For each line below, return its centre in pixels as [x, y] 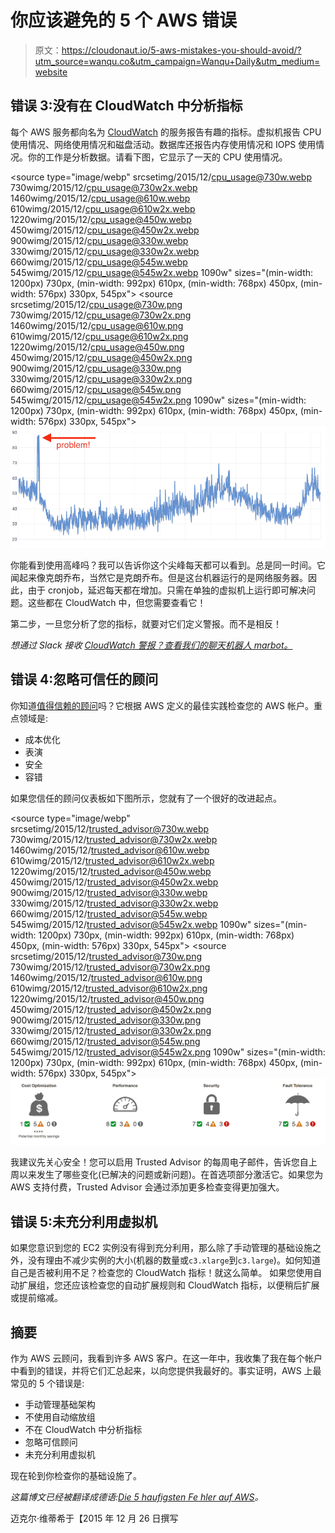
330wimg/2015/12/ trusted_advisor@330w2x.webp [114, 903]
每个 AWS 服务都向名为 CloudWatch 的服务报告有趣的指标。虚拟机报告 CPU [166, 132]
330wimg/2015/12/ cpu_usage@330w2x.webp [105, 251]
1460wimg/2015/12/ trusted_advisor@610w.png [106, 977]
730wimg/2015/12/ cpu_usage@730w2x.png [101, 315]
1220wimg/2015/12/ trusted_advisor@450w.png [107, 998]
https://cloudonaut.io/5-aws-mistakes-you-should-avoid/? [181, 50]
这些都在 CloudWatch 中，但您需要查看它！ [117, 602]
